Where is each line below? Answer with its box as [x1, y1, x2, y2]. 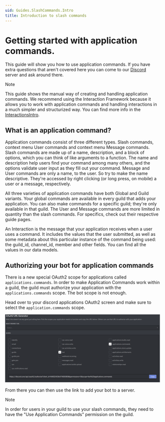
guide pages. [5, 217, 32, 223]
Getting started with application [5, 35, 137, 46]
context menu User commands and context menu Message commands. [5, 144, 150, 150]
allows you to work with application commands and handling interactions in [5, 101, 157, 108]
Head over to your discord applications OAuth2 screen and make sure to [5, 300, 151, 306]
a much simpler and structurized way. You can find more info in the [5, 107, 141, 113]
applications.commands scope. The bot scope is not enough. [5, 290, 127, 296]
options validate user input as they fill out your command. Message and [5, 165, 150, 171]
